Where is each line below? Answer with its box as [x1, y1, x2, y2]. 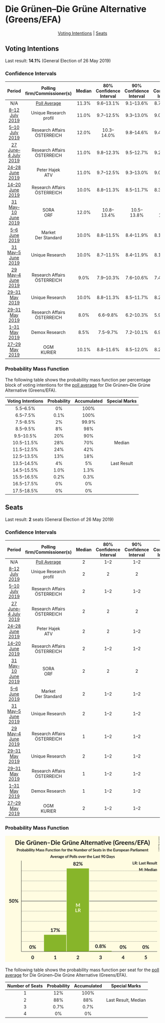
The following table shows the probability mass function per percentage [5, 376, 151, 383]
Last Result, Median [106, 997, 146, 1003]
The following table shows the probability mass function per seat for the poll [5, 967, 160, 973]
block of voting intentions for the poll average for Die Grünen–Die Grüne [5, 382, 151, 388]
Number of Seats [7, 983, 43, 989]
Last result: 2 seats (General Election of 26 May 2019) [5, 516, 114, 522]
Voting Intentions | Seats [57, 30, 108, 36]
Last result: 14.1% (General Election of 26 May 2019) [5, 58, 111, 64]
